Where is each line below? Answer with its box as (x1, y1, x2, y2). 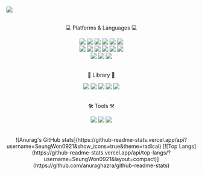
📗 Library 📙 (87, 71, 116, 78)
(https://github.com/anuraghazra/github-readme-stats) (33, 162, 170, 169)
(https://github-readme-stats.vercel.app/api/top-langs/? (31, 148, 171, 156)
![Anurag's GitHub (16, 136, 61, 143)
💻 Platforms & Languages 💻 (65, 24, 137, 31)
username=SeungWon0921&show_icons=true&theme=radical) (6, 142, 162, 150)
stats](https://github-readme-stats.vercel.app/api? (62, 136, 187, 143)
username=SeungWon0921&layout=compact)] (43, 155, 159, 162)
